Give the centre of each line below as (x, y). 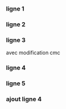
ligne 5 (16, 83)
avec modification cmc (33, 53)
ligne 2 (16, 24)
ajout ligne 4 (24, 99)
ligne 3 (16, 40)
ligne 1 (15, 9)
